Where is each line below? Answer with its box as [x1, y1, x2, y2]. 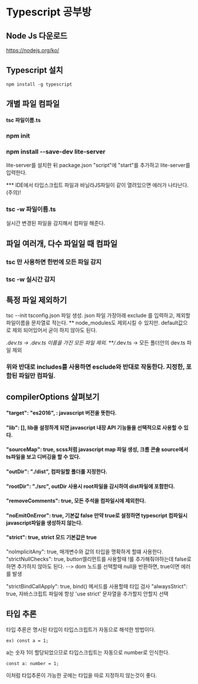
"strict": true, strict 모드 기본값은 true [6, 534, 97, 541]
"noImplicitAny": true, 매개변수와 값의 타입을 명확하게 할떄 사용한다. [6, 548, 164, 555]
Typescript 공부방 [6, 5, 92, 19]
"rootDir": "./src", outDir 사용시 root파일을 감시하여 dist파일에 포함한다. [6, 483, 176, 490]
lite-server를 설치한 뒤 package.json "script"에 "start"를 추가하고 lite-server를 [6, 162, 190, 169]
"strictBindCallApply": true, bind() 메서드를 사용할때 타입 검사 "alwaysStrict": [6, 583, 187, 590]
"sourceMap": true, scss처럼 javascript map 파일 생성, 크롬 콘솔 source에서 [6, 446, 189, 453]
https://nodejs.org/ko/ [6, 47, 60, 54]
